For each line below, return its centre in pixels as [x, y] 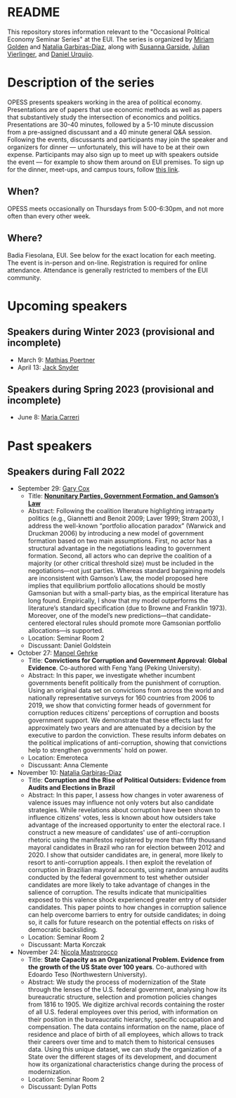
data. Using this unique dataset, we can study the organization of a [125, 1049]
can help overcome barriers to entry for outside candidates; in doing [127, 915]
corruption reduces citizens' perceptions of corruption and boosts [124, 713]
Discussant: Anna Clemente [68, 765]
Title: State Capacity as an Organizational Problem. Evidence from [126, 960]
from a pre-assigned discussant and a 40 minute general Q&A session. [110, 132]
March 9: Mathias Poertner [56, 360]
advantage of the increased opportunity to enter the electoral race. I [126, 825]
